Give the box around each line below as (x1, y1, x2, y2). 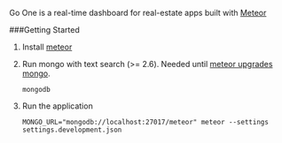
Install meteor (21, 41, 73, 52)
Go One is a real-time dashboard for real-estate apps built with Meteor (9, 8, 267, 18)
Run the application (21, 101, 93, 111)
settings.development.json (21, 125, 122, 134)
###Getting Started (9, 25, 80, 34)
